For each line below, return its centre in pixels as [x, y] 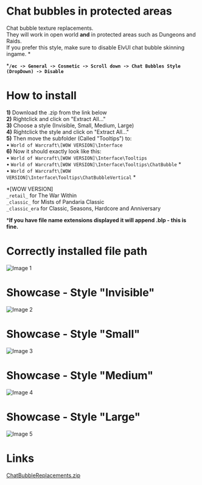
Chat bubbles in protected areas [89, 11]
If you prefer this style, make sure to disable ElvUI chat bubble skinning [95, 47]
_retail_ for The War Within [42, 195]
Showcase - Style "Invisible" [81, 293]
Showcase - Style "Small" [73, 334]
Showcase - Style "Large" [74, 417]
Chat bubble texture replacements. [50, 28]
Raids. [14, 41]
